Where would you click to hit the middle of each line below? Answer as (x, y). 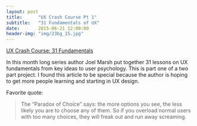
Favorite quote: (25, 93)
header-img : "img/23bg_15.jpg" (45, 34)
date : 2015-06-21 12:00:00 (48, 28)
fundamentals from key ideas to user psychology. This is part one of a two (97, 68)
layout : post (22, 12)
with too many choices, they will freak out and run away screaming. (103, 117)
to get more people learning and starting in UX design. (73, 81)
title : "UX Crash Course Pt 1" (51, 17)
